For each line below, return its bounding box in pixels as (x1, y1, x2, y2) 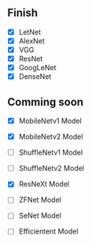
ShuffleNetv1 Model (18, 148, 83, 157)
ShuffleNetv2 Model (18, 163, 84, 173)
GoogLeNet (18, 63, 57, 73)
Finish (7, 6, 39, 20)
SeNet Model (18, 211, 62, 220)
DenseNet (18, 72, 52, 81)
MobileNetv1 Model (18, 116, 82, 125)
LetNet (18, 27, 41, 36)
